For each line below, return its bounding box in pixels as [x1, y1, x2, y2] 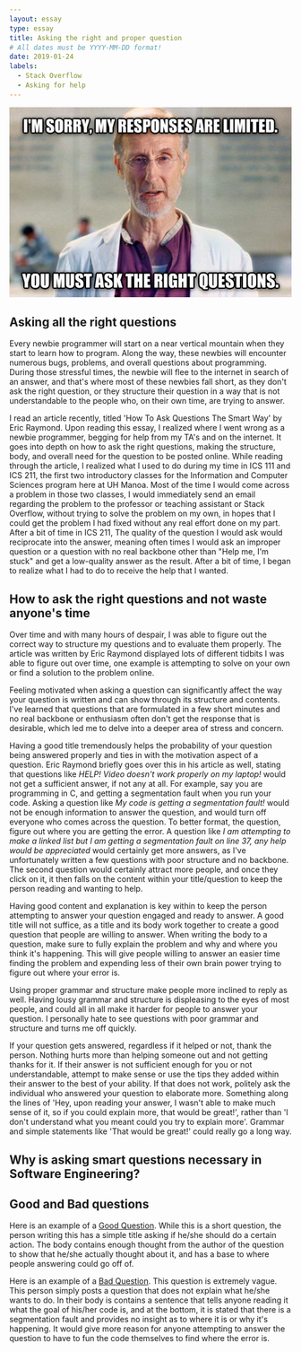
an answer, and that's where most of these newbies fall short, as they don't [9, 377, 287, 388]
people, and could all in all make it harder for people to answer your [9, 1004, 258, 1015]
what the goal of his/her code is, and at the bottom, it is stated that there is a [9, 1304, 291, 1315]
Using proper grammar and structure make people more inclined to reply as [9, 985, 288, 996]
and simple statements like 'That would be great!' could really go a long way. [9, 1126, 292, 1137]
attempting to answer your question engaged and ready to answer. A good [9, 911, 284, 921]
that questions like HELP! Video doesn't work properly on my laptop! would [9, 769, 287, 780]
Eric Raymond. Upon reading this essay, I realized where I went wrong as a [9, 423, 285, 433]
